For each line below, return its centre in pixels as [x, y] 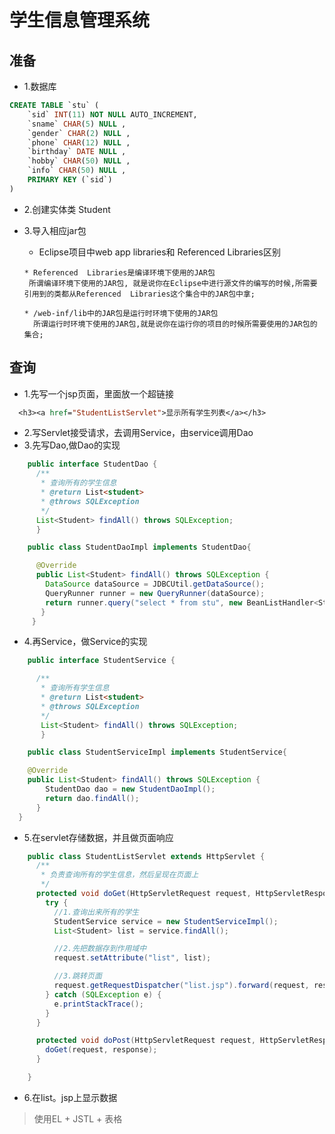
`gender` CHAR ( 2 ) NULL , [79, 133]
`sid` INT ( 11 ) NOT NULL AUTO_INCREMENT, [112, 114]
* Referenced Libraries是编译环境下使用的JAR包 [119, 272]
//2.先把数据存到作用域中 [100, 949]
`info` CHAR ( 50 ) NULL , [77, 171]
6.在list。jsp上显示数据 [70, 1097]
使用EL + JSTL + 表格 [78, 1118]
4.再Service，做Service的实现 [85, 642]
